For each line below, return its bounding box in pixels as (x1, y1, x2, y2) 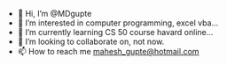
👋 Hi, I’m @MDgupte (17, 9, 92, 18)
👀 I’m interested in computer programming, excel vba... (17, 18, 219, 28)
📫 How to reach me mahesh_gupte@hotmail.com (17, 47, 200, 56)
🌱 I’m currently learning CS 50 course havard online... (17, 27, 214, 37)
